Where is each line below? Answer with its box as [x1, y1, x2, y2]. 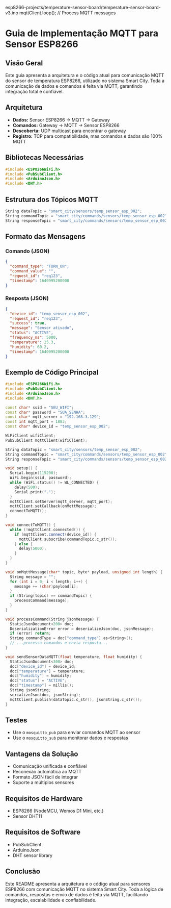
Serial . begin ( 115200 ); [10, 470, 58, 476]
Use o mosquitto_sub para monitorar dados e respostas [12, 735, 128, 741]
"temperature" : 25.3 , [10, 339, 56, 345]
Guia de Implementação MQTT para [5, 28, 159, 39]
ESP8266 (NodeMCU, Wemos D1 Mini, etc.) [12, 808, 104, 814]
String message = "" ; [10, 574, 56, 579]
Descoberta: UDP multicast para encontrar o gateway [12, 128, 126, 134]
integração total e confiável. [5, 89, 64, 94]
